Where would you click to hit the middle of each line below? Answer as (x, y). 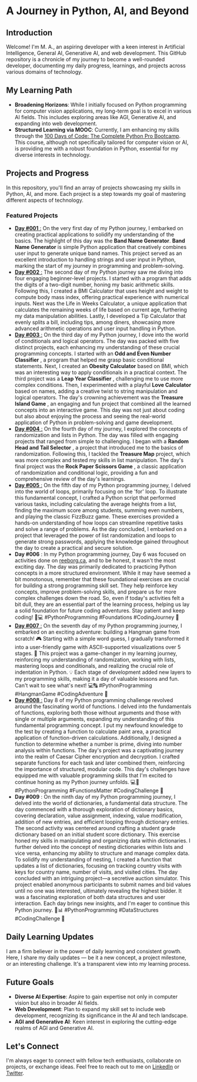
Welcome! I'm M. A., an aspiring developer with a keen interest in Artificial (96, 47)
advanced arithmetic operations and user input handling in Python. (95, 328)
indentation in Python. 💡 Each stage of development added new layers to (103, 672)
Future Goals (30, 983)
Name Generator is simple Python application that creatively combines (101, 247)
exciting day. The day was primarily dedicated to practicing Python (96, 566)
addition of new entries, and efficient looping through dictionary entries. (102, 822)
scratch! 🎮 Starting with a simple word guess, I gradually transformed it (102, 638)
